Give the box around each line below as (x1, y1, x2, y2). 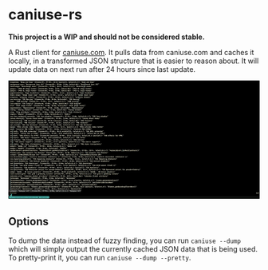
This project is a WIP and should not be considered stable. (8, 32, 205, 42)
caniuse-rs (8, 6, 82, 24)
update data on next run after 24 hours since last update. (8, 64, 196, 73)
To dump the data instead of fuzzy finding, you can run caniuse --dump (8, 236, 242, 245)
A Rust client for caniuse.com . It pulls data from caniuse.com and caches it (8, 47, 254, 57)
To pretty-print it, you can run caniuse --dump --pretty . (8, 253, 191, 263)
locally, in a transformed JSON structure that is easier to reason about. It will (8, 56, 259, 66)
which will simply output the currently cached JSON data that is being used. (8, 244, 258, 254)
